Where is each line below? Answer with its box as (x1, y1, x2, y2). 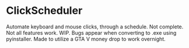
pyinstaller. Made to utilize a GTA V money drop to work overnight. (6, 35, 166, 42)
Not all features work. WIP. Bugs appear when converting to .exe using (6, 29, 177, 36)
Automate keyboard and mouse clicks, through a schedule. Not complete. (6, 23, 184, 30)
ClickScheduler (6, 4, 83, 17)
